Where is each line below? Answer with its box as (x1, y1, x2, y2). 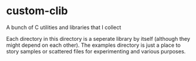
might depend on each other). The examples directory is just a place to (6, 41, 181, 49)
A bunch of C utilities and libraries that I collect (6, 24, 121, 31)
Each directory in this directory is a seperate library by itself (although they (6, 35, 191, 42)
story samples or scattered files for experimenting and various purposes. (6, 47, 186, 54)
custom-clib (6, 4, 68, 18)
